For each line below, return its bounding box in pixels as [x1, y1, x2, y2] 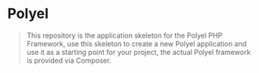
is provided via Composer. [26, 56, 111, 65]
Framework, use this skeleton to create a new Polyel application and [26, 38, 247, 48]
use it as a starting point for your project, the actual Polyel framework [26, 47, 251, 57]
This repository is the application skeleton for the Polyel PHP [26, 31, 223, 40]
